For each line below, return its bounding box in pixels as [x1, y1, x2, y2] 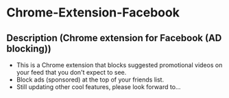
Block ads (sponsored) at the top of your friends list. [16, 75, 165, 84]
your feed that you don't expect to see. [16, 69, 127, 76]
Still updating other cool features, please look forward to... [16, 83, 181, 90]
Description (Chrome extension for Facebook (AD [6, 32, 222, 44]
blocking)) [6, 42, 52, 54]
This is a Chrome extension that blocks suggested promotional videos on [16, 61, 223, 69]
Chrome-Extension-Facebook [6, 5, 180, 21]
